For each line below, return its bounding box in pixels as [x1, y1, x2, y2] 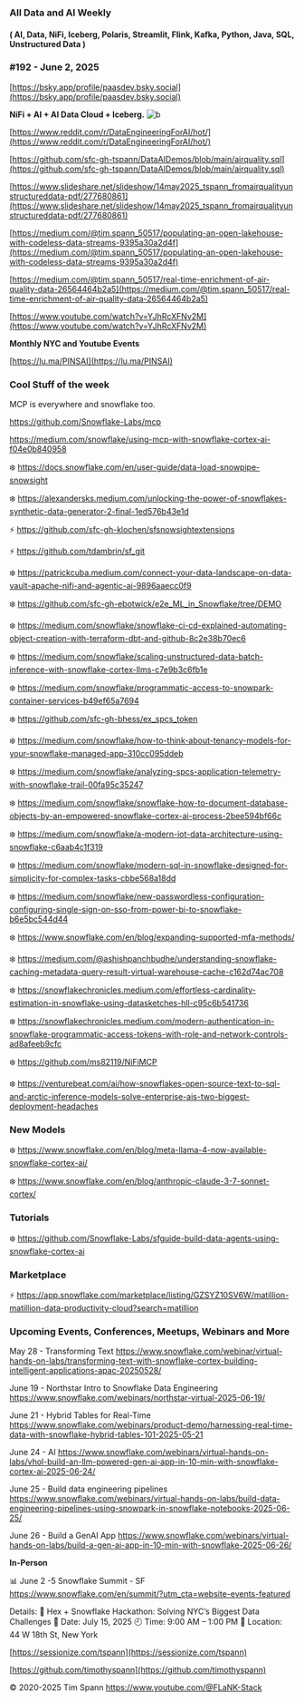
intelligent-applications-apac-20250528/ [9, 1365, 162, 1376]
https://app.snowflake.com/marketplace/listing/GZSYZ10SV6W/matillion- [16, 1290, 290, 1300]
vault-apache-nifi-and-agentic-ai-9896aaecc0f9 [9, 581, 192, 592]
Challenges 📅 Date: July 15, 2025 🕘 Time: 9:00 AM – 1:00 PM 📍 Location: [9, 1617, 283, 1628]
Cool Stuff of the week [9, 378, 110, 391]
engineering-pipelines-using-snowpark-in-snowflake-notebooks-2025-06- [9, 1503, 291, 1514]
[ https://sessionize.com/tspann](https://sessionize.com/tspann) [9, 1647, 247, 1658]
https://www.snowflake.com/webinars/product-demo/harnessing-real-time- [9, 1420, 293, 1431]
